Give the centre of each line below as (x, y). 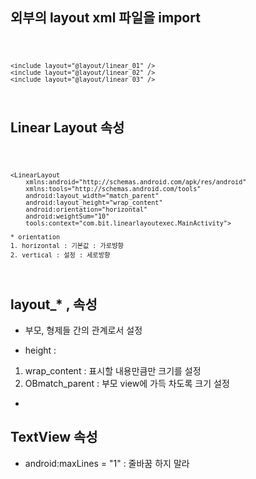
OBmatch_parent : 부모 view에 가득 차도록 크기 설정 (127, 383)
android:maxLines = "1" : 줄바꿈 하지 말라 (107, 463)
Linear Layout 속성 (67, 127)
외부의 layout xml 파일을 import (105, 18)
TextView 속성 (54, 437)
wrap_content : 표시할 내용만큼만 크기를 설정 (113, 371)
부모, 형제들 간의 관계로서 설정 (83, 330)
